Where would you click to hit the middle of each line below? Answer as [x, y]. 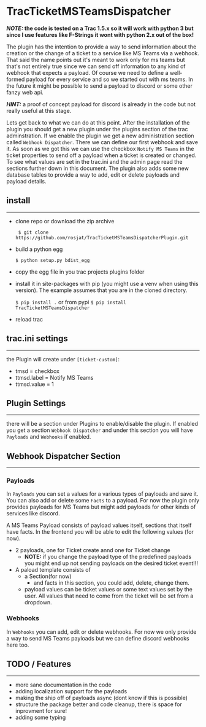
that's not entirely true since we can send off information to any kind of [96, 66]
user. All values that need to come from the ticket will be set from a [109, 596]
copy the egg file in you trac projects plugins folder [80, 272]
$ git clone [33, 232]
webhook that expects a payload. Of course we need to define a [87, 72]
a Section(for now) [48, 576]
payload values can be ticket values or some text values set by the [109, 590]
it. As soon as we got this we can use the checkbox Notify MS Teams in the [100, 148]
